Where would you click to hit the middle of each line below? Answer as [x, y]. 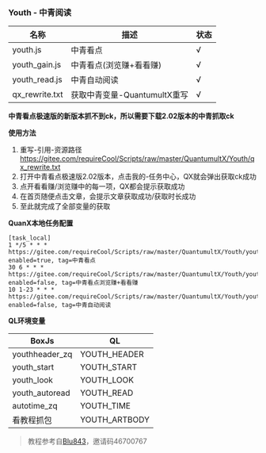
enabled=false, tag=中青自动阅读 [60, 305]
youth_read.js [37, 79]
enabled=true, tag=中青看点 [52, 261]
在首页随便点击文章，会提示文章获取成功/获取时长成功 [108, 197]
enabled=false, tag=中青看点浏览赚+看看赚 [73, 283]
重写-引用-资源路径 [51, 150]
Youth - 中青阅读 [40, 12]
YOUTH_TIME [105, 406]
